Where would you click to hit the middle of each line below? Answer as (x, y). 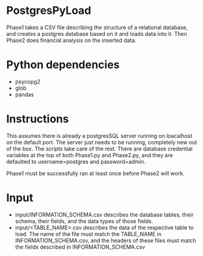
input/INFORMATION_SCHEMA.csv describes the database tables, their (104, 214)
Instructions (38, 119)
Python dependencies (63, 65)
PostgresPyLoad (49, 11)
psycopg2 (28, 81)
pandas (25, 94)
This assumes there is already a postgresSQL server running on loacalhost (99, 136)
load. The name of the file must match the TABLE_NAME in (88, 234)
